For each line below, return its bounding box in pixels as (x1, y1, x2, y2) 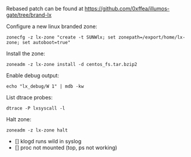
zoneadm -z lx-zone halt (6, 127, 68, 133)
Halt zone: (6, 116, 32, 123)
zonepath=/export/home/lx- (118, 34, 186, 40)
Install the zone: (6, 50, 45, 57)
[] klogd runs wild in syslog (14, 138, 82, 145)
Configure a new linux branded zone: (6, 23, 97, 30)
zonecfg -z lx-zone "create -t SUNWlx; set (6, 34, 116, 40)
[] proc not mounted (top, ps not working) (14, 144, 118, 151)
